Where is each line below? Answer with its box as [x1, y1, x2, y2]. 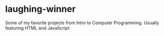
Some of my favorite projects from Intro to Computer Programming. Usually [5, 20, 160, 26]
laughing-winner [5, 3, 76, 15]
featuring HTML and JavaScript [5, 25, 70, 31]
